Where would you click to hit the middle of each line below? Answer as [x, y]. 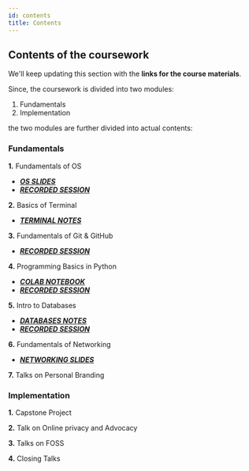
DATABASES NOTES [53, 320]
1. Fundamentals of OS [45, 166]
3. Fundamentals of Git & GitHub [61, 236]
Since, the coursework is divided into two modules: [91, 89]
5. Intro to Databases [42, 305]
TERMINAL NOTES [50, 220]
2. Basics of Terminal [43, 205]
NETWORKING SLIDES [57, 360]
